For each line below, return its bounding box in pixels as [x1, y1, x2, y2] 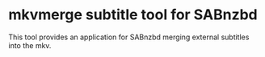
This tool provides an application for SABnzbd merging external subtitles [8, 32, 250, 42]
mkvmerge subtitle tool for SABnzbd [8, 6, 258, 24]
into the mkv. [8, 40, 52, 50]
